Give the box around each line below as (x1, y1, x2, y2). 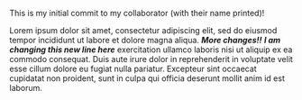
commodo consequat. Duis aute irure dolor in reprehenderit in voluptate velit (9, 54, 293, 64)
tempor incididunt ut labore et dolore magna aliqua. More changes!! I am (9, 35, 281, 45)
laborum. (9, 83, 43, 93)
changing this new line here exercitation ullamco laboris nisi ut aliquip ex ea (9, 44, 293, 55)
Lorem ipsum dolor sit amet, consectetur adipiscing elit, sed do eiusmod (9, 25, 278, 35)
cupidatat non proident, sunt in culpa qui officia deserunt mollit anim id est (9, 73, 286, 84)
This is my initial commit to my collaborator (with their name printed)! (9, 8, 265, 18)
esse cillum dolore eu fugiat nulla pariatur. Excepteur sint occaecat (9, 63, 257, 74)
